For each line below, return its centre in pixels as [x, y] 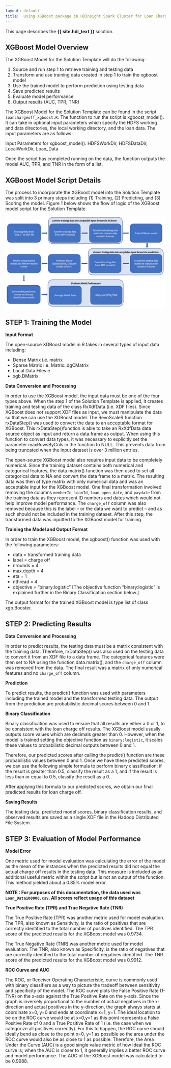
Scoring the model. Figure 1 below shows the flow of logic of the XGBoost [82, 204]
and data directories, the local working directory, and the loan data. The [80, 128]
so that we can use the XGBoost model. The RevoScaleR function [74, 418]
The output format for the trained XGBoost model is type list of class [77, 602]
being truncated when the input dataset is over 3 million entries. [72, 450]
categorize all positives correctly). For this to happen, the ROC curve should [85, 1028]
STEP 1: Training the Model [49, 322]
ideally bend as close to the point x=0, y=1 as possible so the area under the [85, 1034]
